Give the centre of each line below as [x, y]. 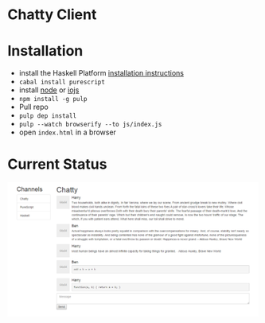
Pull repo [33, 107]
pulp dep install [48, 116]
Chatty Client [52, 15]
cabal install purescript [62, 82]
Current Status [57, 164]
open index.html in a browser [68, 132]
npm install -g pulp [53, 99]
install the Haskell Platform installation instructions [101, 73]
